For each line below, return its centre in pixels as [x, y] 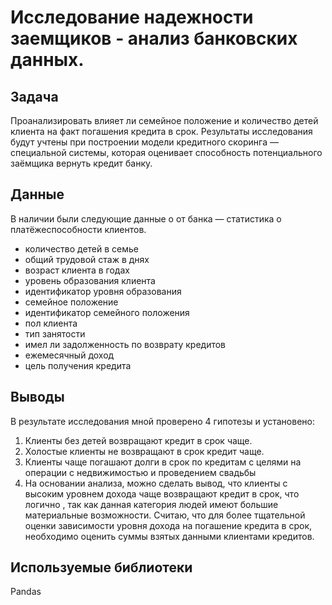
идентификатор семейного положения [107, 312]
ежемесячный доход [69, 355]
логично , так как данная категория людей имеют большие [151, 504]
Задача [34, 96]
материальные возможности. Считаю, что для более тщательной [165, 515]
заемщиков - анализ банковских [154, 38]
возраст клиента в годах [77, 270]
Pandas [26, 592]
